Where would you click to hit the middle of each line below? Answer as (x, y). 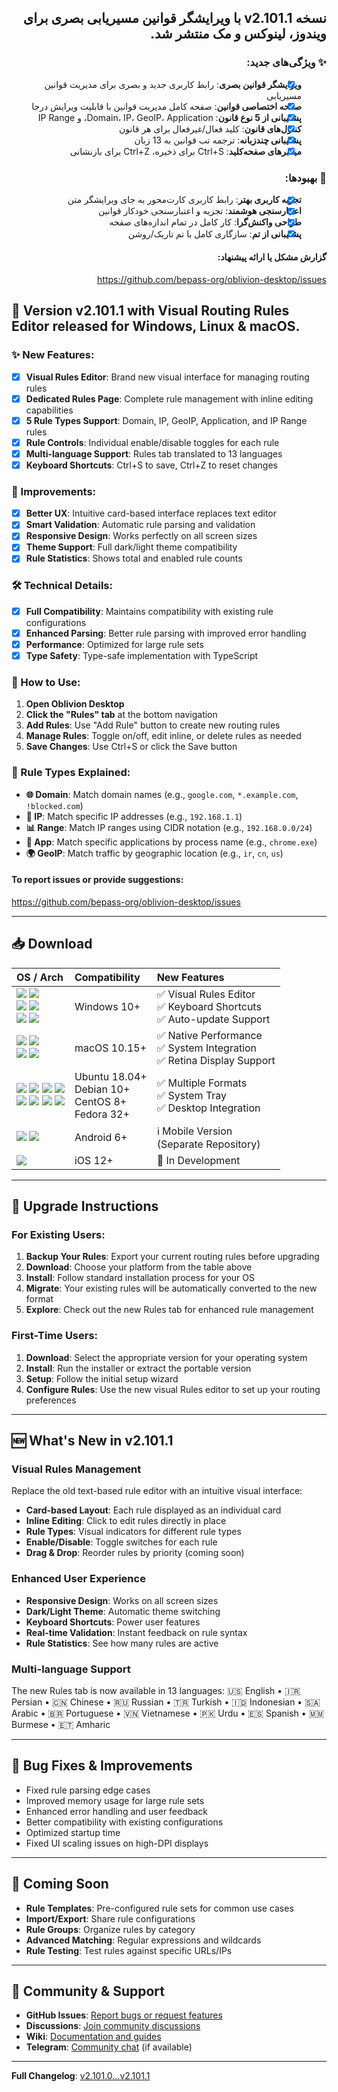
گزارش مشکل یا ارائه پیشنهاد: (272, 257)
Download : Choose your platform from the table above (139, 1267)
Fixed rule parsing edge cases (88, 1790)
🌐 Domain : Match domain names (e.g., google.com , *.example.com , (162, 794)
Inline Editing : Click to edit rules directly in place (126, 1521)
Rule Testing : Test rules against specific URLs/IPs (129, 1950)
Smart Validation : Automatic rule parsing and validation (140, 525)
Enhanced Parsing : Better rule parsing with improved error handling (166, 633)
